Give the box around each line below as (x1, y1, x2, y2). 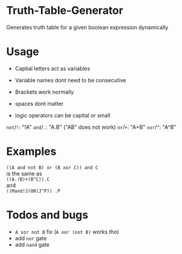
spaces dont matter (14, 100, 64, 107)
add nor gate (14, 234, 47, 242)
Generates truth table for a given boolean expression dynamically (6, 24, 169, 31)
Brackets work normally (14, 88, 74, 96)
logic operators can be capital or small (14, 111, 110, 119)
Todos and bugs (6, 208, 89, 221)
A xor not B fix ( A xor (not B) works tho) (14, 228, 119, 235)
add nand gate (14, 241, 50, 248)
